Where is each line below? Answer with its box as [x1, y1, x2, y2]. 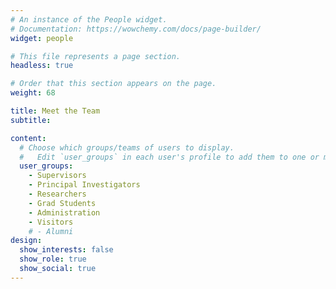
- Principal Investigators [28, 180, 141, 190]
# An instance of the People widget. [10, 14, 168, 25]
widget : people [10, 33, 74, 43]
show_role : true [19, 254, 87, 265]
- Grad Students [28, 198, 97, 208]
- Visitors [28, 217, 74, 227]
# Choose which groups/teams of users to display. [19, 142, 235, 153]
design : [10, 236, 43, 246]
